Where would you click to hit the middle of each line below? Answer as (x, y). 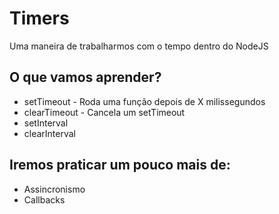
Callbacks (44, 199)
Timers (39, 18)
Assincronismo (54, 189)
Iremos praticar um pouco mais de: (120, 165)
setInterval (46, 123)
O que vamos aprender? (85, 77)
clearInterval (50, 133)
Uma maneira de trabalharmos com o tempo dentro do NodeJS (139, 46)
